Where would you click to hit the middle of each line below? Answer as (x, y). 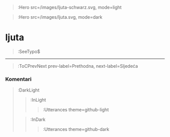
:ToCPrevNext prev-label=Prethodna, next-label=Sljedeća (78, 66)
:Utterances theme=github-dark (76, 129)
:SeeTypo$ (29, 51)
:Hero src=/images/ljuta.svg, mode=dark (60, 17)
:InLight (38, 100)
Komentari (18, 79)
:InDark (38, 120)
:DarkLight (28, 90)
